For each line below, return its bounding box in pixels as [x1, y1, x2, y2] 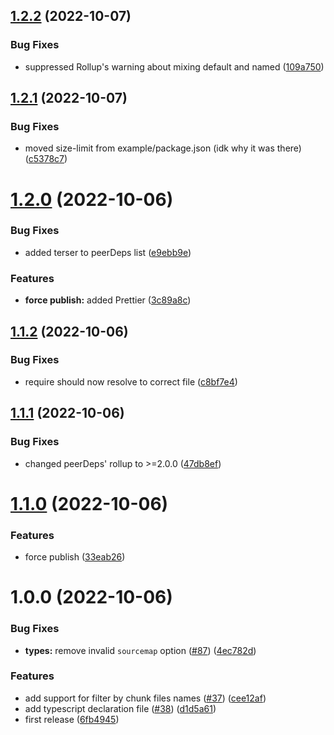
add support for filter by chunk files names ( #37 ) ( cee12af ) [24, 692, 267, 704]
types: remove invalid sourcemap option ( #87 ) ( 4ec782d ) [24, 644, 257, 656]
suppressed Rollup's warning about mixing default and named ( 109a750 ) [24, 60, 325, 73]
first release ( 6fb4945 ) [24, 713, 120, 725]
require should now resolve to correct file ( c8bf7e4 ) [24, 375, 238, 388]
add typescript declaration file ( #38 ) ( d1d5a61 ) [24, 702, 217, 714]
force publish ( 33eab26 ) [24, 551, 126, 563]
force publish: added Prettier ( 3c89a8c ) [24, 294, 192, 306]
